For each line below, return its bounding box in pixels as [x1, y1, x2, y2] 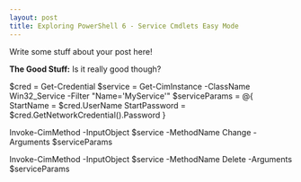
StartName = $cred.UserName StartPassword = [9, 100, 187, 110]
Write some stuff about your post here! [9, 46, 153, 56]
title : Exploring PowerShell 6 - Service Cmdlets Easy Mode [9, 22, 240, 30]
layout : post [9, 13, 58, 22]
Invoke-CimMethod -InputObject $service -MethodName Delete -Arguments [9, 153, 293, 164]
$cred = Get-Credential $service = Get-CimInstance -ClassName [9, 81, 251, 91]
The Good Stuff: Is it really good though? [9, 64, 162, 74]
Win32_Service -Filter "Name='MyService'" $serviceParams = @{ [9, 91, 254, 101]
